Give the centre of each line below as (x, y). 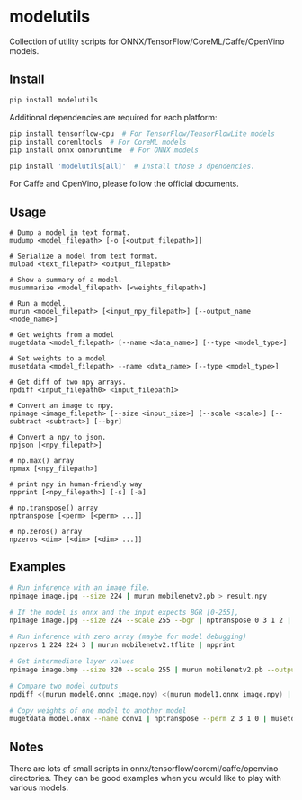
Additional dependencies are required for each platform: (113, 117)
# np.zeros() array (46, 531)
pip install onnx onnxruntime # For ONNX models (104, 150)
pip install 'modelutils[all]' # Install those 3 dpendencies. (132, 167)
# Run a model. (38, 303)
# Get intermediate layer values (72, 662)
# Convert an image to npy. (62, 405)
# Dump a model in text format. (70, 232)
